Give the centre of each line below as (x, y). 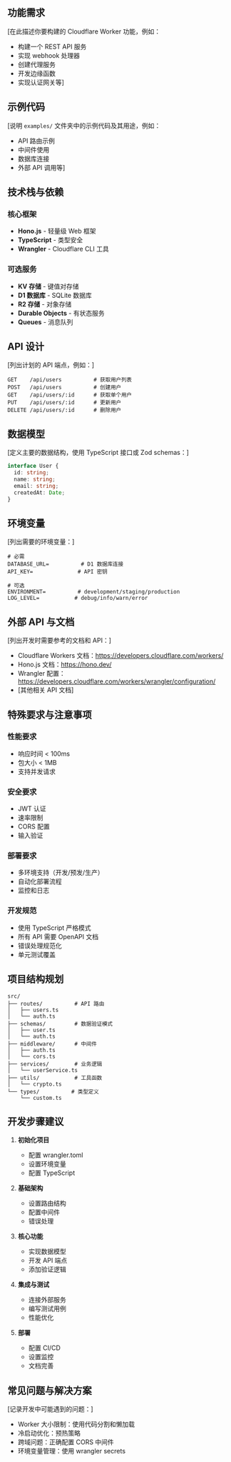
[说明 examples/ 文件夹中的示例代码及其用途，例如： (84, 125)
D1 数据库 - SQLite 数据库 (55, 295)
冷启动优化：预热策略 (49, 1433)
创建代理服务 (36, 64)
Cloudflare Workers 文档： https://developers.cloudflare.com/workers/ (120, 656)
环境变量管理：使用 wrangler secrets (72, 1451)
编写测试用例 (47, 1308)
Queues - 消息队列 (45, 322)
